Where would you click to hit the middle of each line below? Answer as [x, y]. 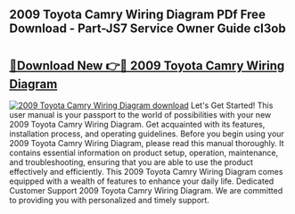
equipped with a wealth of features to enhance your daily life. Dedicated [142, 181]
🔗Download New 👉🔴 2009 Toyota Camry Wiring [147, 66]
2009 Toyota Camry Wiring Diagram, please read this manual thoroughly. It [147, 143]
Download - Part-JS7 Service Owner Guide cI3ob [148, 29]
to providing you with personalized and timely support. [109, 200]
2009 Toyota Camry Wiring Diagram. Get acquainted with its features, [137, 124]
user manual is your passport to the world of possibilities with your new [140, 115]
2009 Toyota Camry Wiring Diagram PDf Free [137, 15]
